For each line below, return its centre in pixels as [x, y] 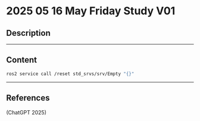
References [28, 98]
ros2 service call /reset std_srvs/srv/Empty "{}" [70, 74]
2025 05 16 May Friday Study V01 [91, 11]
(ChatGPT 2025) [26, 112]
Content [22, 60]
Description [28, 33]
